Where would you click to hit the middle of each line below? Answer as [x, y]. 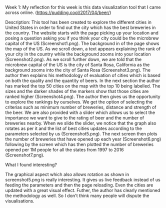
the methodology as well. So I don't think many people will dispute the [77, 195]
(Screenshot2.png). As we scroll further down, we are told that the [73, 59]
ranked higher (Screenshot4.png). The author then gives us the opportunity [83, 96]
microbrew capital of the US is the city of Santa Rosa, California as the [77, 65]
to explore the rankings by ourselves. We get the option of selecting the [79, 102]
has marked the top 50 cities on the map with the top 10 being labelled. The [83, 86]
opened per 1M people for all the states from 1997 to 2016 [64, 150]
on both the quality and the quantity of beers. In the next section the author [82, 80]
